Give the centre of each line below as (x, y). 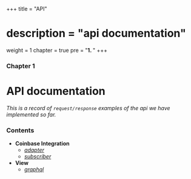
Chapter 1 (21, 66)
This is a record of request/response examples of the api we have (89, 108)
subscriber (38, 156)
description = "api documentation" (96, 33)
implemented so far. (31, 114)
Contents (20, 130)
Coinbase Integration (42, 144)
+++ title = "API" (27, 9)
